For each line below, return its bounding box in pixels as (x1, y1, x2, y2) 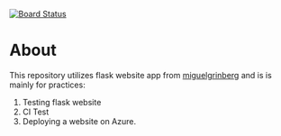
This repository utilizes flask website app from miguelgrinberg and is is (9, 69, 272, 80)
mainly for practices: (9, 79, 86, 90)
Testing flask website (22, 96, 102, 107)
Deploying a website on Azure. (22, 115, 137, 126)
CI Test (22, 106, 50, 117)
